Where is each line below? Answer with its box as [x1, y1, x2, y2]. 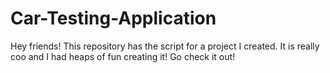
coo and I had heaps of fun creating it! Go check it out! [10, 50, 236, 62]
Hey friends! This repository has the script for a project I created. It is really [10, 40, 320, 52]
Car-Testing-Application [10, 7, 217, 30]
